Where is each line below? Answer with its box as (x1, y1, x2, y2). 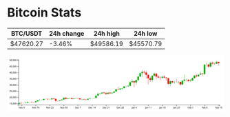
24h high (93, 30, 121, 38)
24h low (133, 30, 158, 38)
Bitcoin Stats (7, 5, 82, 21)
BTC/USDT (11, 30, 43, 38)
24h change (49, 30, 85, 38)
